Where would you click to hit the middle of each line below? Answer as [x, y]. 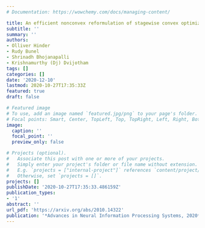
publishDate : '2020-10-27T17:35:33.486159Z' [64, 187]
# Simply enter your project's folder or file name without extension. [102, 164]
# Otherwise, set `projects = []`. [54, 176]
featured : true [26, 91]
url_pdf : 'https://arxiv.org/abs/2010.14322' [65, 210]
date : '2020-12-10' [31, 80]
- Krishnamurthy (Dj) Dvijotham [47, 63]
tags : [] [17, 68]
